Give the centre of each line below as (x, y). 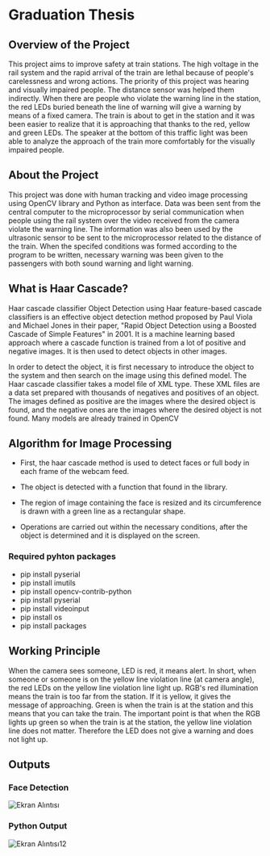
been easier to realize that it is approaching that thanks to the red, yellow (129, 124)
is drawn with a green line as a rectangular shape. (103, 511)
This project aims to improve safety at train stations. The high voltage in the (134, 64)
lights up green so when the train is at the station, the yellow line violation (130, 722)
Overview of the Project (69, 45)
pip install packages (53, 625)
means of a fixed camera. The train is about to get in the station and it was (132, 115)
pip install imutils (48, 582)
